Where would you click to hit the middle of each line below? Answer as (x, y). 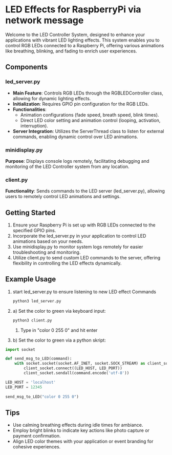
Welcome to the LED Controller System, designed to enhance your (75, 34)
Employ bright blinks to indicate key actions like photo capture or (81, 430)
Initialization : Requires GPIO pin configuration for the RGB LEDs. (81, 104)
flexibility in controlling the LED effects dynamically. (67, 263)
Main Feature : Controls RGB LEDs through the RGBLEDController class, (88, 93)
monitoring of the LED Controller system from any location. (67, 166)
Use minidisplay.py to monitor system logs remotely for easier (78, 247)
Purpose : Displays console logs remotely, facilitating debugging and (77, 161)
